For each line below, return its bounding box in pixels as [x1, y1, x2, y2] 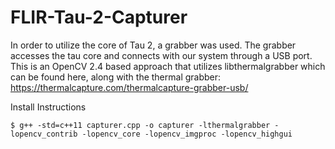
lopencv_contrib [10, 129, 78, 139]
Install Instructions [10, 101, 87, 113]
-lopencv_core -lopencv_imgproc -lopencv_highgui [81, 129, 293, 139]
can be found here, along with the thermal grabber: [10, 71, 222, 83]
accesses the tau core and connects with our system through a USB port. [10, 49, 313, 61]
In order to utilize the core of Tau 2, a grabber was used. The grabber [10, 39, 297, 51]
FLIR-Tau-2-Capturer [10, 6, 188, 29]
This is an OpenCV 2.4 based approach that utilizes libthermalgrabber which [10, 60, 326, 72]
